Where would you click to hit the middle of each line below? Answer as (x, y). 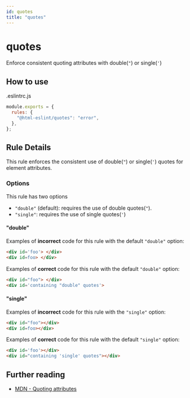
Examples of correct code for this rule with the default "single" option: (93, 340)
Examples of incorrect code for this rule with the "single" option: (86, 312)
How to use (27, 82)
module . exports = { (30, 107)
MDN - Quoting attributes (46, 388)
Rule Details (29, 148)
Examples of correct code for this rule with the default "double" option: (93, 269)
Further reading (36, 375)
